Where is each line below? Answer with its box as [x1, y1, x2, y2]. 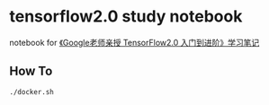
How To [9, 64, 53, 79]
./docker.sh [9, 87, 54, 96]
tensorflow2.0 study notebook [9, 6, 243, 27]
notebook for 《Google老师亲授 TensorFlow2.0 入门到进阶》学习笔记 [9, 37, 260, 48]
